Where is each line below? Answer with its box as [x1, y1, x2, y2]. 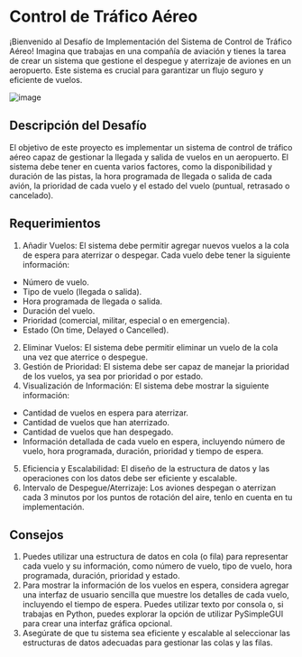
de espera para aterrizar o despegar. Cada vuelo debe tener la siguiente [22, 250, 291, 260]
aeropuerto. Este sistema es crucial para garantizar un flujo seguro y [9, 65, 264, 76]
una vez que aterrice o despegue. [22, 351, 149, 362]
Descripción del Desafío [9, 118, 147, 133]
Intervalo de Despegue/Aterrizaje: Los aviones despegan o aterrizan [22, 482, 277, 493]
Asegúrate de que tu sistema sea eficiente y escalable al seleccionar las [22, 628, 291, 639]
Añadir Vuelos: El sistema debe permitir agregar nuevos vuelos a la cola [22, 240, 290, 251]
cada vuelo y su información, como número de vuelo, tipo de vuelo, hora [22, 561, 293, 571]
